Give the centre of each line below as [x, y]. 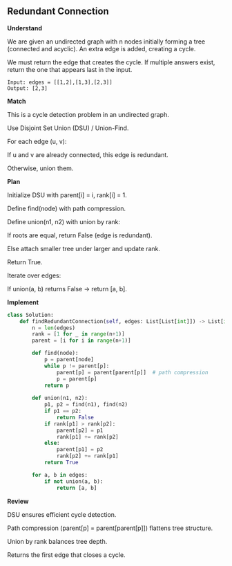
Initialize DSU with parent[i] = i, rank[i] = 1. [67, 195]
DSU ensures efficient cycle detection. [62, 514]
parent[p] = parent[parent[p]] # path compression [132, 372]
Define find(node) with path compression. [67, 208]
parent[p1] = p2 [80, 450]
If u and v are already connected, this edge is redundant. [88, 154]
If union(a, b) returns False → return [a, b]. [67, 289]
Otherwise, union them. [40, 168]
